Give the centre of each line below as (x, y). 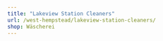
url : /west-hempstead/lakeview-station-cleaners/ (82, 20)
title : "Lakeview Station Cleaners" (61, 14)
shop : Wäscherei (31, 26)
